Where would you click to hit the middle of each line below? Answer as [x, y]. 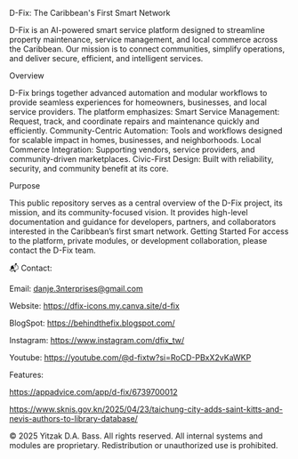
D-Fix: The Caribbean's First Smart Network [90, 13]
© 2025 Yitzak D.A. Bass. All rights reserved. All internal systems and [136, 436]
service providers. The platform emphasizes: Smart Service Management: [145, 112]
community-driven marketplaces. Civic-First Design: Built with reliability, [141, 159]
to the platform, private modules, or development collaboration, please [138, 241]
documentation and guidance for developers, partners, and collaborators [143, 222]
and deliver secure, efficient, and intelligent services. [106, 58]
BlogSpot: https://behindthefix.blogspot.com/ [92, 323]
